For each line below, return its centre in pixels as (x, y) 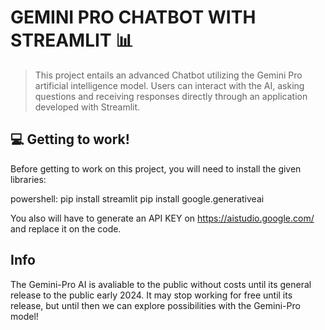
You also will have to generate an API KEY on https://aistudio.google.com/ (162, 218)
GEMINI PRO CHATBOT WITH (133, 17)
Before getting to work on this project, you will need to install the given (156, 168)
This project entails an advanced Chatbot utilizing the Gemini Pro (168, 75)
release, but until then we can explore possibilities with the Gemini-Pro (155, 305)
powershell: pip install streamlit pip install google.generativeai (137, 198)
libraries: (28, 179)
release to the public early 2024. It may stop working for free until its (151, 295)
